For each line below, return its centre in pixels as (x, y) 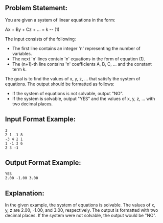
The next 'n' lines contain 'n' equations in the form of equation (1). (79, 59)
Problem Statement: (36, 8)
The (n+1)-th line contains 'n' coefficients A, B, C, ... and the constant (82, 64)
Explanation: (25, 193)
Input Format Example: (40, 119)
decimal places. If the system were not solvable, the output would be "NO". (81, 216)
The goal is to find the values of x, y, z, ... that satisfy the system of (73, 78)
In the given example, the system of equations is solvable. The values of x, (80, 205)
